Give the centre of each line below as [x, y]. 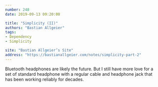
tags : [11, 32]
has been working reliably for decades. [45, 79]
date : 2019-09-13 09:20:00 [33, 14]
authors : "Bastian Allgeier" [35, 28]
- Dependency [18, 37]
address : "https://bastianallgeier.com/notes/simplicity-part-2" [73, 55]
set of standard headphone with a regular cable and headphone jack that [79, 74]
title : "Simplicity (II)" [31, 23]
